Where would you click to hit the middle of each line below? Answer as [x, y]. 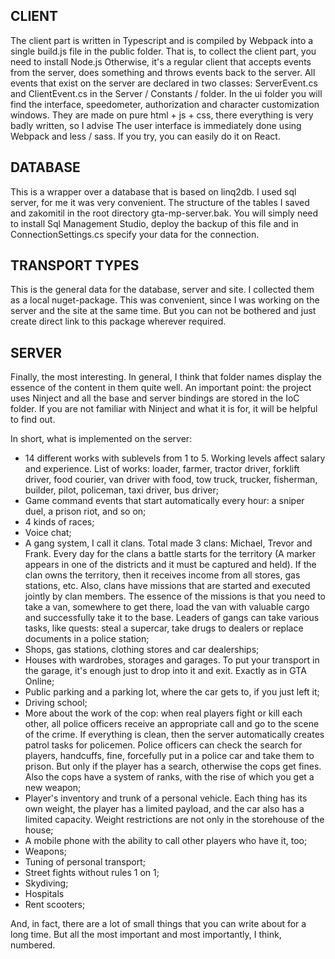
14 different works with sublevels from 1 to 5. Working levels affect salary [175, 458]
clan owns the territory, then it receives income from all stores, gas [162, 575]
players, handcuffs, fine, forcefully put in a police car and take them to [169, 756]
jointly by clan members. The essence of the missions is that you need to [175, 596]
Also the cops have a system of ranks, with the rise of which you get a [169, 777]
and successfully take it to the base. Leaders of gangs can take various [172, 618]
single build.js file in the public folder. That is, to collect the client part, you [163, 51]
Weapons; [45, 851]
